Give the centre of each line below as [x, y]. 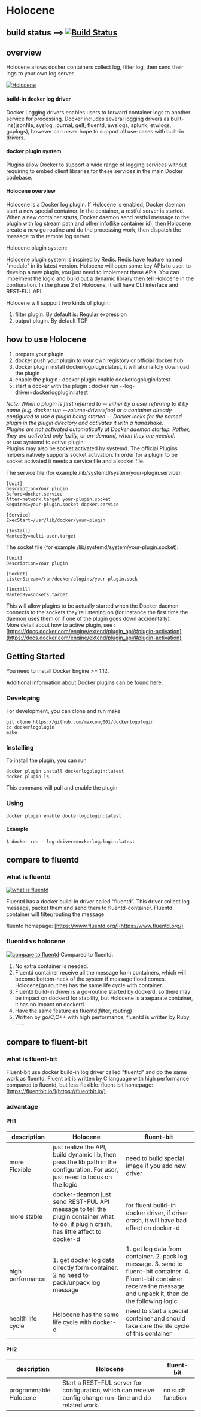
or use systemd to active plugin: [46, 442]
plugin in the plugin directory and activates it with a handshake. [85, 423]
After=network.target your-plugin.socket [59, 499]
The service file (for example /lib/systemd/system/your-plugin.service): [94, 472]
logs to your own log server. [41, 74]
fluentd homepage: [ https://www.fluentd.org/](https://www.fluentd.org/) [95, 926]
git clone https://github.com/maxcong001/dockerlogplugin [80, 722]
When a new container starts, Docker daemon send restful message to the [98, 217]
